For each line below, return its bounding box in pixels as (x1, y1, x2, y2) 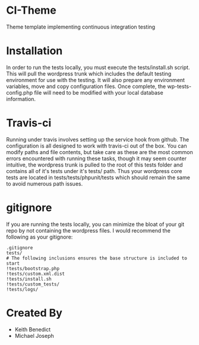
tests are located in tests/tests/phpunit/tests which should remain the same (6, 174, 190, 181)
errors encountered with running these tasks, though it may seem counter (6, 155, 187, 162)
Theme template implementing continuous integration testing (6, 23, 156, 30)
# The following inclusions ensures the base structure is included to (6, 255, 187, 261)
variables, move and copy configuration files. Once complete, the (6, 83, 166, 90)
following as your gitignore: (6, 233, 73, 240)
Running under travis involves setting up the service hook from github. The (6, 136, 189, 143)
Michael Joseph (14, 332, 55, 339)
